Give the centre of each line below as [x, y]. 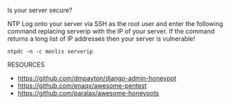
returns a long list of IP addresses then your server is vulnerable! [101, 39]
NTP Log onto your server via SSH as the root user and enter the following [115, 24]
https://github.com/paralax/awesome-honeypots [88, 93]
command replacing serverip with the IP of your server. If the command [111, 31]
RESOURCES [26, 65]
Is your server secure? [40, 10]
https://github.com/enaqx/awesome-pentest [82, 86]
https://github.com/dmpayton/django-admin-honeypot [97, 78]
